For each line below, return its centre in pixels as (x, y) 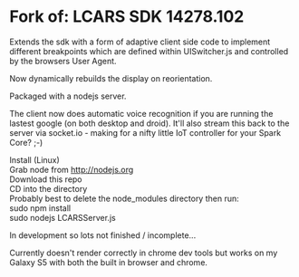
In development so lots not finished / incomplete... (103, 235)
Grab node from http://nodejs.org (72, 169)
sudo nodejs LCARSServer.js (63, 217)
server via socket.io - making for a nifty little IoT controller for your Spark (145, 132)
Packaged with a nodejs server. (68, 96)
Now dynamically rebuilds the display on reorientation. (111, 78)
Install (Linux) (35, 159)
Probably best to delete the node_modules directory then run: (125, 198)
